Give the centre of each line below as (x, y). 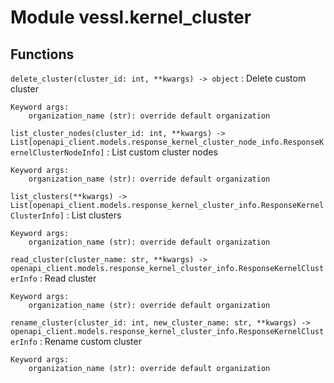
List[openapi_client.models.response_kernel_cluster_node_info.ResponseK (167, 142)
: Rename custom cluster (90, 341)
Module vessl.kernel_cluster (131, 17)
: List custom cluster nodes (162, 152)
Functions (42, 54)
